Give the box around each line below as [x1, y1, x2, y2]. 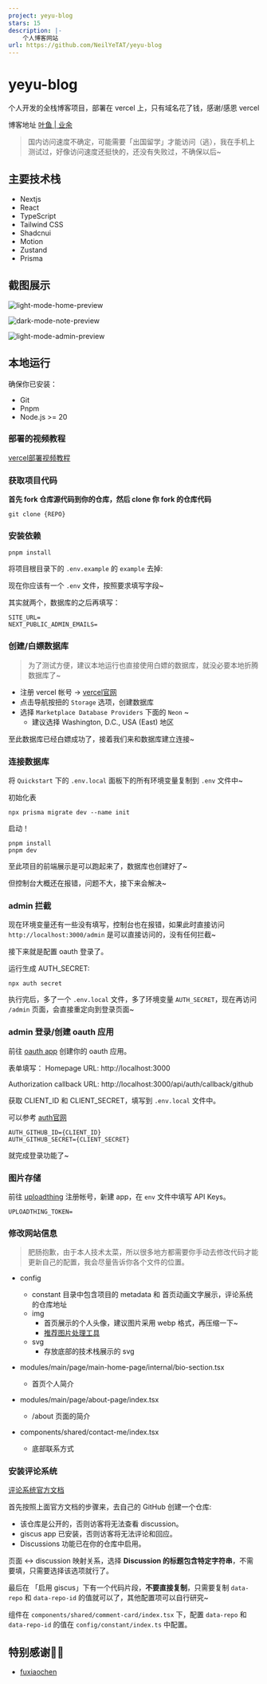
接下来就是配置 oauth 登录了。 [8, 947, 108, 956]
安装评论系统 [8, 1465, 58, 1477]
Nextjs [19, 194, 41, 203]
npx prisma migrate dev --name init [8, 808, 130, 816]
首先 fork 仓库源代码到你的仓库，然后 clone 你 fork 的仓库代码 [8, 495, 212, 504]
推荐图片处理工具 [43, 1328, 100, 1338]
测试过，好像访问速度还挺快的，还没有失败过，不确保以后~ [27, 147, 222, 156]
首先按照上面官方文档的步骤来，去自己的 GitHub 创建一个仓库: [8, 1502, 212, 1512]
